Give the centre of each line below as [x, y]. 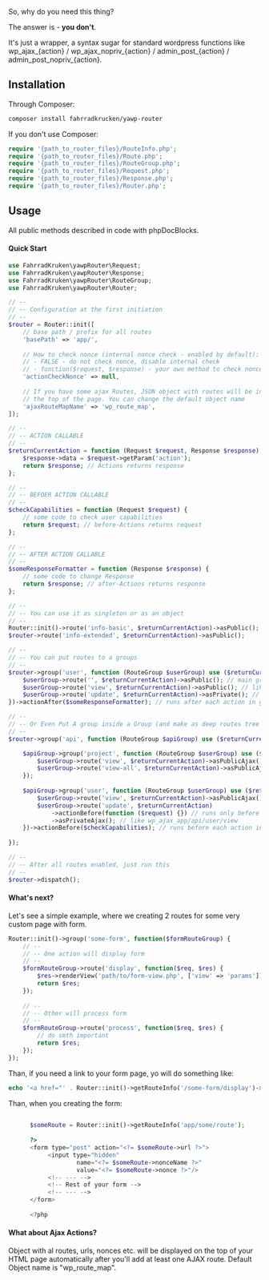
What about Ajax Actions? [53, 1233]
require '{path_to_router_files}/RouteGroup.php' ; [94, 163]
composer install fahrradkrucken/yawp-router [85, 119]
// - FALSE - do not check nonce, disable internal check [121, 362]
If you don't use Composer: [53, 134]
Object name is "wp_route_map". [62, 1267]
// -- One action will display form [84, 954]
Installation [37, 85]
